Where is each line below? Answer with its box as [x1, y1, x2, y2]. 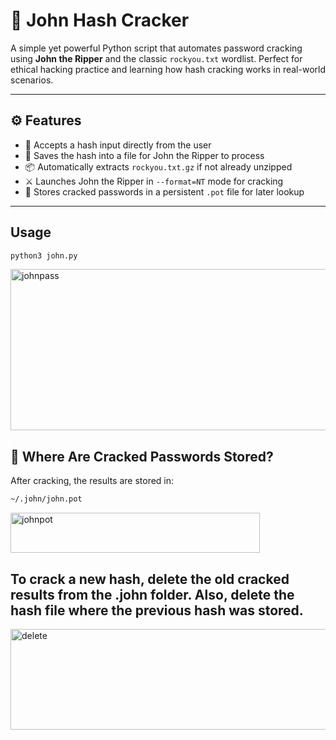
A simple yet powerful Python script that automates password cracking [10, 42, 303, 54]
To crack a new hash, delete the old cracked [10, 570, 290, 588]
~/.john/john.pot [10, 494, 83, 504]
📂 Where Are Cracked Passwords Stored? [10, 448, 274, 465]
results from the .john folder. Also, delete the [10, 586, 295, 603]
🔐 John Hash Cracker [10, 9, 190, 32]
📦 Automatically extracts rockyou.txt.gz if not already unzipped [24, 160, 293, 173]
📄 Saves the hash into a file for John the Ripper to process [24, 149, 265, 161]
